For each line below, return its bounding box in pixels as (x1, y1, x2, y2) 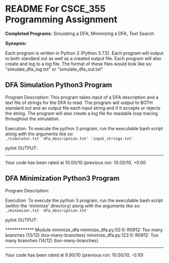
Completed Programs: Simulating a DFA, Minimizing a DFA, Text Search (5, 30, 154, 36)
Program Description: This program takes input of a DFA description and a (5, 94, 158, 100)
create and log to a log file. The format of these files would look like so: (5, 61, 152, 67)
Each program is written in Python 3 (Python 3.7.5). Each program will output (5, 50, 164, 56)
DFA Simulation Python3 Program (5, 81, 112, 89)
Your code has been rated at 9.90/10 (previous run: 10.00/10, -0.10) (5, 252, 144, 258)
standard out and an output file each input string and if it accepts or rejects (5, 104, 161, 111)
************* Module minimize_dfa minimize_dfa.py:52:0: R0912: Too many (5, 227, 163, 233)
